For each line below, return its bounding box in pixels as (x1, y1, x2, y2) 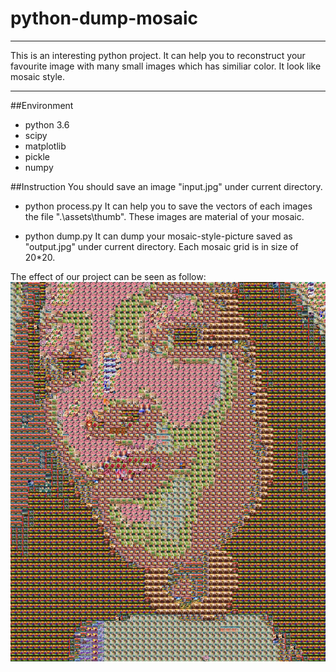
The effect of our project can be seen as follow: (10, 270, 207, 282)
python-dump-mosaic (10, 7, 199, 30)
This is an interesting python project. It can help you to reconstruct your (10, 49, 306, 61)
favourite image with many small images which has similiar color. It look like (10, 60, 322, 72)
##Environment (10, 99, 74, 111)
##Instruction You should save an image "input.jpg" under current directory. (10, 180, 323, 192)
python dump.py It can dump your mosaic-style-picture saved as (24, 230, 293, 242)
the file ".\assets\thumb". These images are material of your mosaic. (24, 210, 305, 222)
